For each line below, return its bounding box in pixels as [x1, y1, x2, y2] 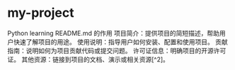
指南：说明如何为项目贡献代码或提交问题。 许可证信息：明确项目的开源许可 [7, 46, 227, 55]
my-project [7, 5, 74, 21]
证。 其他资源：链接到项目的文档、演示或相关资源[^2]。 [7, 55, 170, 64]
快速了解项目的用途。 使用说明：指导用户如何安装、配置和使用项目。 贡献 [13, 37, 228, 46]
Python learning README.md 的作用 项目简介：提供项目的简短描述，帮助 [7, 29, 219, 37]
